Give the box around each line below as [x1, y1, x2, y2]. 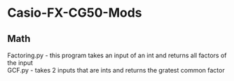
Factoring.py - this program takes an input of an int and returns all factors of [7, 51, 227, 59]
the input [7, 59, 34, 67]
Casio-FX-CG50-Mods [7, 5, 142, 21]
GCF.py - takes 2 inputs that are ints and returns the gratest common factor [7, 66, 226, 74]
